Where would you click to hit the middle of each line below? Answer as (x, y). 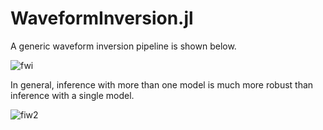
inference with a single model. (72, 95)
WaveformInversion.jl (102, 18)
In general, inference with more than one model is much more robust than (162, 84)
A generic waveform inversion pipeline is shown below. (123, 46)
